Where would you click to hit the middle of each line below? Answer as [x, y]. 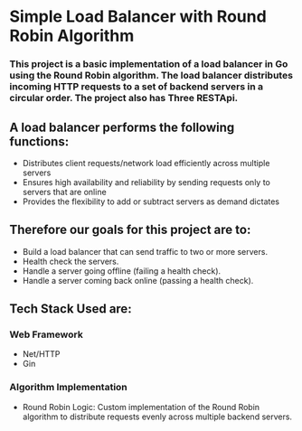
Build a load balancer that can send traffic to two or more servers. [145, 251]
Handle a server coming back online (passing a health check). [138, 280]
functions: [39, 141]
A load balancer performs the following [122, 127]
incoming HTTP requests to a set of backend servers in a [137, 87]
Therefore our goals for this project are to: [130, 230]
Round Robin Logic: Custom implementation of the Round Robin [141, 407]
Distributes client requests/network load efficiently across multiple [146, 163]
